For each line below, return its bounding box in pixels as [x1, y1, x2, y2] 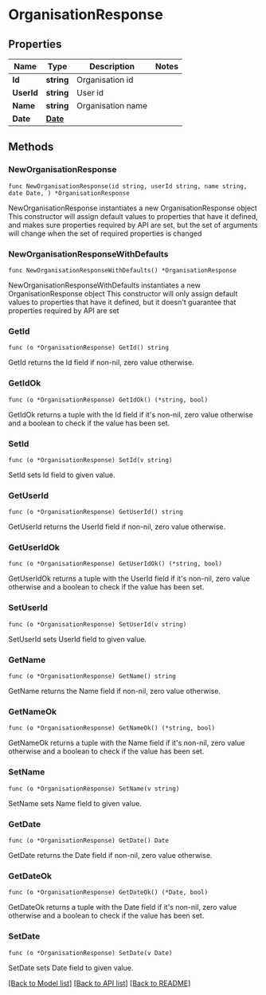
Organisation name [76, 100, 148, 111]
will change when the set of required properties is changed [8, 229, 202, 238]
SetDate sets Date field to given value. [8, 962, 134, 973]
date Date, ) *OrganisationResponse [8, 189, 130, 197]
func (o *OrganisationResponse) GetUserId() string [8, 508, 183, 516]
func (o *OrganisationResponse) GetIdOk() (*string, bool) [8, 396, 209, 404]
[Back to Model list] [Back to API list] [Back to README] [8, 978, 191, 988]
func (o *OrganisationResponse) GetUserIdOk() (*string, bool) [8, 560, 223, 568]
